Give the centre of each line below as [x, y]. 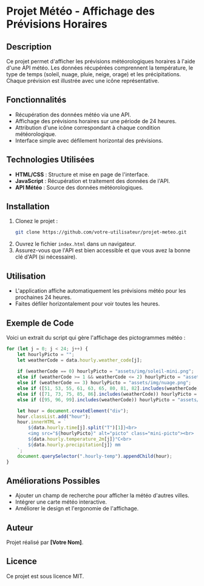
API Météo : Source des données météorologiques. [79, 187]
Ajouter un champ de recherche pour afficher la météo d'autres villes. [102, 496]
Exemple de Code [40, 323]
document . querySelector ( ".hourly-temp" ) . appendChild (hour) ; [95, 456]
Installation [28, 206]
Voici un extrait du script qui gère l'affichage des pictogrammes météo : [96, 337]
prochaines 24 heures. [43, 298]
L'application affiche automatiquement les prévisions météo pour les [100, 291]
